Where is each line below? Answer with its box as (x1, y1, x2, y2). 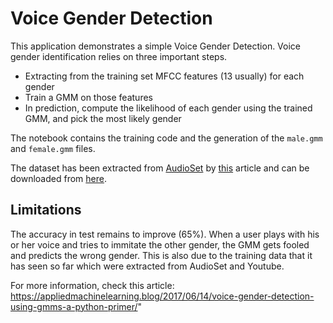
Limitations (10, 202, 82, 219)
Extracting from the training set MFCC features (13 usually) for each (24, 70, 305, 82)
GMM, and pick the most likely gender (24, 112, 182, 124)
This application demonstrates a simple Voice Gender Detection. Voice (10, 40, 302, 52)
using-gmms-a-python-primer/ (10, 300, 138, 312)
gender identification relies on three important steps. (10, 50, 228, 62)
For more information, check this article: (10, 279, 175, 291)
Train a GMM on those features (24, 91, 153, 103)
